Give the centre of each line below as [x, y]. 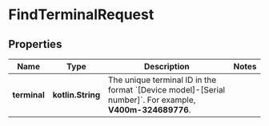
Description [167, 67]
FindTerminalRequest [81, 15]
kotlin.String [76, 95]
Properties [35, 44]
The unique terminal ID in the [162, 80]
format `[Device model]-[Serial [167, 90]
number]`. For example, [152, 100]
